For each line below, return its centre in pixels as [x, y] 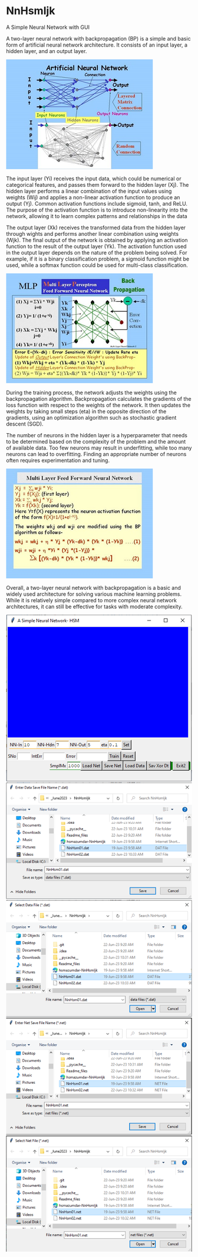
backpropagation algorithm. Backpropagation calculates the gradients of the [99, 398]
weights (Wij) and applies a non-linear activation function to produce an [93, 197]
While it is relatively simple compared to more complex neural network [91, 600]
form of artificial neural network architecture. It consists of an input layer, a [97, 45]
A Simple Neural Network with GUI [48, 27]
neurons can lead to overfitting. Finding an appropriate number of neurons [96, 454]
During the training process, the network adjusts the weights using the [91, 392]
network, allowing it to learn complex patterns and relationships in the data [97, 216]
